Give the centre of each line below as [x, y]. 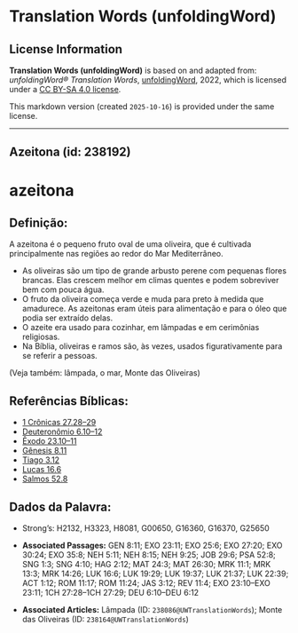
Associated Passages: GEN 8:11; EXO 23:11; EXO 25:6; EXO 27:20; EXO [152, 546]
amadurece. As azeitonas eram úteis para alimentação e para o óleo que [154, 309]
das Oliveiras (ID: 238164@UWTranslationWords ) [105, 620]
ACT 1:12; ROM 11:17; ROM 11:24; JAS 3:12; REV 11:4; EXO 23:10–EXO [146, 583]
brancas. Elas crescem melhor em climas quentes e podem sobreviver [150, 281]
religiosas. [41, 337]
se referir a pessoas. [59, 356]
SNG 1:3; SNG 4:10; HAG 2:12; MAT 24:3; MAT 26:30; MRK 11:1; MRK [146, 565]
